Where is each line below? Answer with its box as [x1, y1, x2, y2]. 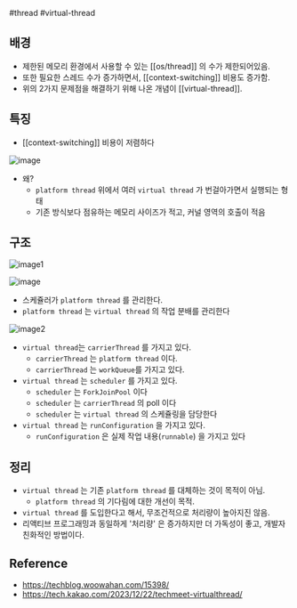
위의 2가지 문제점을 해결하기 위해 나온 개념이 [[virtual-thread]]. [21, 83, 243, 93]
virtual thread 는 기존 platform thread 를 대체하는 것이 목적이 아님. [21, 485, 266, 496]
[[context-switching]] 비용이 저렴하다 [21, 137, 155, 148]
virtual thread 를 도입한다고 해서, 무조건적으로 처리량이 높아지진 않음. [21, 507, 270, 518]
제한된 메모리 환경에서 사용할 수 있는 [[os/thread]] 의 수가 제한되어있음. [21, 61, 271, 71]
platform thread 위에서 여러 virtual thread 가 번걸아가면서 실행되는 [35, 184, 279, 195]
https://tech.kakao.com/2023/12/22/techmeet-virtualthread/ [21, 589, 243, 600]
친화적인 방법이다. [21, 530, 84, 540]
